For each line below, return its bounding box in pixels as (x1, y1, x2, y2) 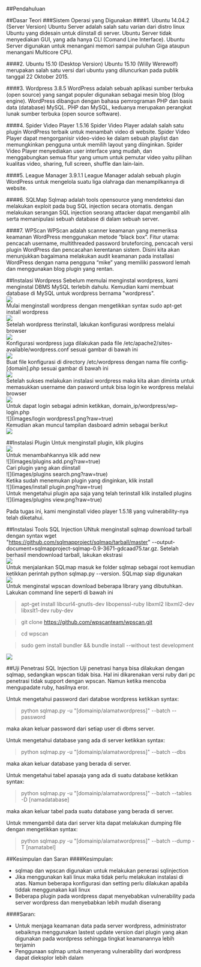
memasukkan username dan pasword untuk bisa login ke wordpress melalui (6, 384, 194, 390)
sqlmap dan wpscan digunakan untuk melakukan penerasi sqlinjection (14, 867, 189, 874)
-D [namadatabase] (20, 796, 70, 803)
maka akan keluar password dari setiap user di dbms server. (6, 725, 155, 732)
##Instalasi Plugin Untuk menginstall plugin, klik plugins (6, 439, 144, 446)
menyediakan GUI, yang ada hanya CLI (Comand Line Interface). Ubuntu (6, 36, 185, 43)
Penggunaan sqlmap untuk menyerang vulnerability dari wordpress (14, 948, 181, 954)
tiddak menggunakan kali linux (14, 886, 91, 893)
